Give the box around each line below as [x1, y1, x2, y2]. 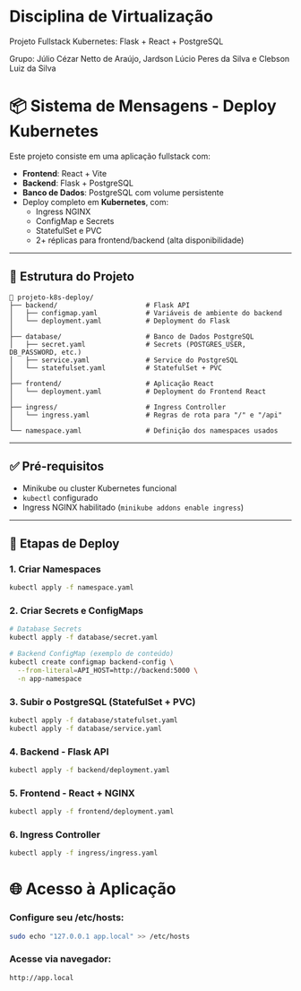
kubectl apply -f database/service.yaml [9, 724, 163, 733]
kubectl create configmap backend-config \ [9, 657, 175, 667]
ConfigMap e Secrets [35, 215, 115, 226]
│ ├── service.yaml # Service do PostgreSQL [9, 356, 239, 365]
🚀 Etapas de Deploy [9, 536, 120, 551]
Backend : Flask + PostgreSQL [21, 177, 134, 188]
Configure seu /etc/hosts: [9, 911, 125, 924]
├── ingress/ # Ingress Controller [9, 402, 227, 411]
